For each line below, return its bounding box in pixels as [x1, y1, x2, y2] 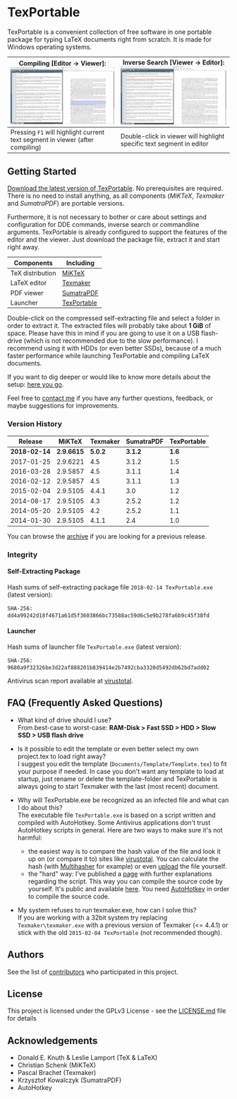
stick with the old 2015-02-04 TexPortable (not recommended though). [17, 928, 222, 936]
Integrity [7, 549, 38, 559]
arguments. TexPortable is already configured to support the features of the [7, 228, 228, 237]
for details [7, 1014, 37, 1023]
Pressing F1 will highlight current [10, 128, 104, 136]
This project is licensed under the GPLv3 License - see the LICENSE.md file [7, 1006, 226, 1015]
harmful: [17, 833, 42, 842]
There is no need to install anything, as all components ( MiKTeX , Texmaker [7, 192, 224, 200]
